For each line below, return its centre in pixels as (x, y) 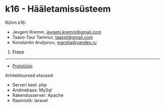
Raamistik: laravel (30, 100)
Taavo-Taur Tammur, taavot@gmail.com (53, 37)
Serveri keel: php (29, 85)
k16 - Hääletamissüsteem (58, 9)
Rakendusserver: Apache (38, 95)
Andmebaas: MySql (32, 90)
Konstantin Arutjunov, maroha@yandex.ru (54, 42)
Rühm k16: (15, 22)
